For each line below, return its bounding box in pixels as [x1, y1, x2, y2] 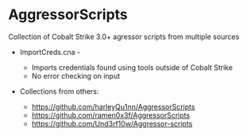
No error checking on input [31, 71, 121, 80]
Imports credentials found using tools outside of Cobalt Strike [31, 62, 233, 72]
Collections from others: [19, 86, 99, 96]
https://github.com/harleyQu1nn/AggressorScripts [31, 102, 195, 111]
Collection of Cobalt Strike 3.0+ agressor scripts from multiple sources [8, 32, 240, 41]
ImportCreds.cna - [19, 47, 81, 56]
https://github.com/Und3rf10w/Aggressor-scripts [31, 119, 193, 128]
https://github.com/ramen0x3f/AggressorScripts [31, 110, 191, 120]
